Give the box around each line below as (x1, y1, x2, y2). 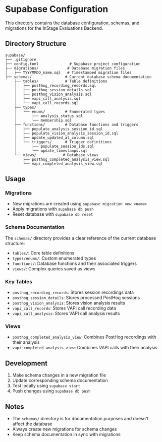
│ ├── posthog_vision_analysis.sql (14, 92, 92, 97)
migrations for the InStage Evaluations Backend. (5, 25, 103, 31)
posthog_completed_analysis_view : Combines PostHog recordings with (12, 334, 157, 340)
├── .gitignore (5, 57, 37, 62)
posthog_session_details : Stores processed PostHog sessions (12, 295, 140, 301)
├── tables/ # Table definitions (14, 78, 108, 84)
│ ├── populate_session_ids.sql (14, 144, 94, 149)
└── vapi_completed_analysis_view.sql (23, 161, 103, 166)
